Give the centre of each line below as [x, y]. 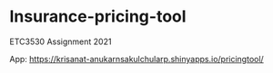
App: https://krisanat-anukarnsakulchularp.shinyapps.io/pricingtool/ [136, 59]
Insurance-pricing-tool [98, 17]
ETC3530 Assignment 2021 [61, 41]
